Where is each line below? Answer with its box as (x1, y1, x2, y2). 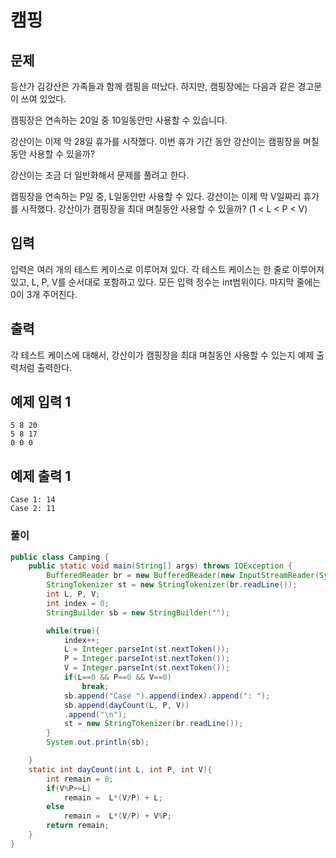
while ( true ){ (46, 626, 101, 636)
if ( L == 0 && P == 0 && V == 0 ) (63, 672, 172, 683)
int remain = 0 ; (46, 774, 114, 784)
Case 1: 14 (10, 495, 56, 505)
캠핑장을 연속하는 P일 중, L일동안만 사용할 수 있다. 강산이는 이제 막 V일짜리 (10, 191, 302, 202)
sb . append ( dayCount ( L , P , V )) (63, 700, 190, 710)
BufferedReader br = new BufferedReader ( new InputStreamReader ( (46, 571, 320, 581)
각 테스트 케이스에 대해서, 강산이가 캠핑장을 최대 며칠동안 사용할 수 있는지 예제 (10, 349, 315, 361)
